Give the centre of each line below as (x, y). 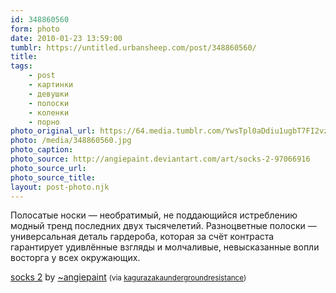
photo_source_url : (48, 168)
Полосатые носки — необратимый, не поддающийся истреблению (154, 215)
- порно (44, 122)
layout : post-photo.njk (60, 187)
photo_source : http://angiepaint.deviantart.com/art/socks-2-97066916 (160, 159)
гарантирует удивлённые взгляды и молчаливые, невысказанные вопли (165, 247)
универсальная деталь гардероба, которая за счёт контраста (142, 237)
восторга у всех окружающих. (75, 258)
